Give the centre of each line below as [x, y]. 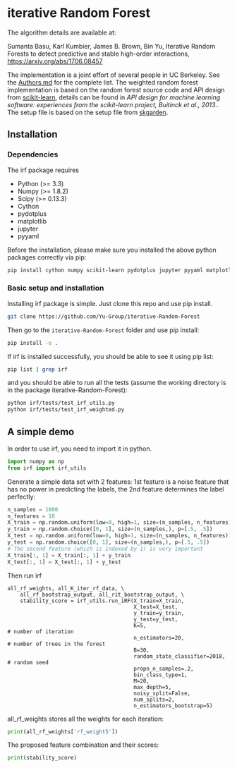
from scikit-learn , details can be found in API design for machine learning [114, 97]
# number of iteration [41, 632]
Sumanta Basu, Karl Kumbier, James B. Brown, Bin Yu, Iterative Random [111, 46]
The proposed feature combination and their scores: [83, 745]
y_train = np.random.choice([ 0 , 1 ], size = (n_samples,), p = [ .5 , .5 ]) [110, 529]
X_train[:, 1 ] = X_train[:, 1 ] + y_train [69, 555]
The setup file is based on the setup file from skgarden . [88, 112]
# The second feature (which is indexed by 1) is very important [105, 549]
